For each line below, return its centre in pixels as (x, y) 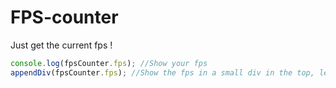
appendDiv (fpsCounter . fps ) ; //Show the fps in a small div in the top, (162, 72)
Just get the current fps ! (61, 45)
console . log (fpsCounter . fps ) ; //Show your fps (109, 63)
